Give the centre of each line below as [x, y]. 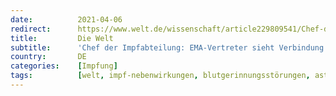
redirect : [31, 29]
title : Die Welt [62, 38]
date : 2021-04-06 [66, 19]
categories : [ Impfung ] [64, 66]
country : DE [48, 57]
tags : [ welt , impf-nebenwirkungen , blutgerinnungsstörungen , [160, 76]
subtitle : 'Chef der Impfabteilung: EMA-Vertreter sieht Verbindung [167, 47]
